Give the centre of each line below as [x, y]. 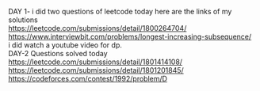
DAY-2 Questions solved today [58, 53]
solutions [23, 20]
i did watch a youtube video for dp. [65, 45]
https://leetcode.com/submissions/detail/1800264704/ [97, 28]
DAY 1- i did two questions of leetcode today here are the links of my [120, 11]
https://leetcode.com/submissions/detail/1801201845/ [96, 70]
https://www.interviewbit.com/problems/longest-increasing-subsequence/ [130, 36]
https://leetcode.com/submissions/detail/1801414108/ [96, 62]
